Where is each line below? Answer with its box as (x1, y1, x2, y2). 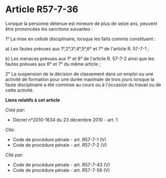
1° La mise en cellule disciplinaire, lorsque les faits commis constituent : (5, 36, 156, 42)
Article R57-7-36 (5, 4, 78, 15)
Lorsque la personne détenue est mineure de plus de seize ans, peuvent (5, 20, 157, 27)
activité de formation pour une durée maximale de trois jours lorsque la (5, 76, 155, 82)
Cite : (5, 126, 15, 133)
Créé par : (5, 107, 26, 113)
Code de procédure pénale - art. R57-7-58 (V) (12, 167, 110, 173)
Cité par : (5, 151, 24, 158)
